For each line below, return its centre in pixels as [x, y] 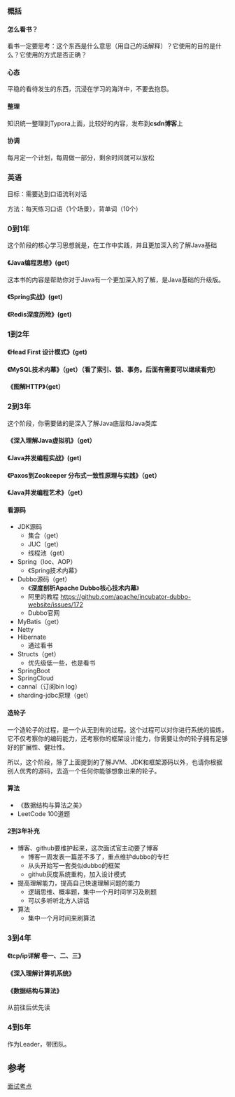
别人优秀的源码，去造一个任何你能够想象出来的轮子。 [84, 771]
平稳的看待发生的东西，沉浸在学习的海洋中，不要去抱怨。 [90, 89]
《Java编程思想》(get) [38, 262]
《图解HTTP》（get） [36, 387]
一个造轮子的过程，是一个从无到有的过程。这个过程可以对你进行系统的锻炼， [117, 729]
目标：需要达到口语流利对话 [47, 194]
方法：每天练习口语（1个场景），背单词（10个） [74, 209]
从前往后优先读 [29, 1007]
